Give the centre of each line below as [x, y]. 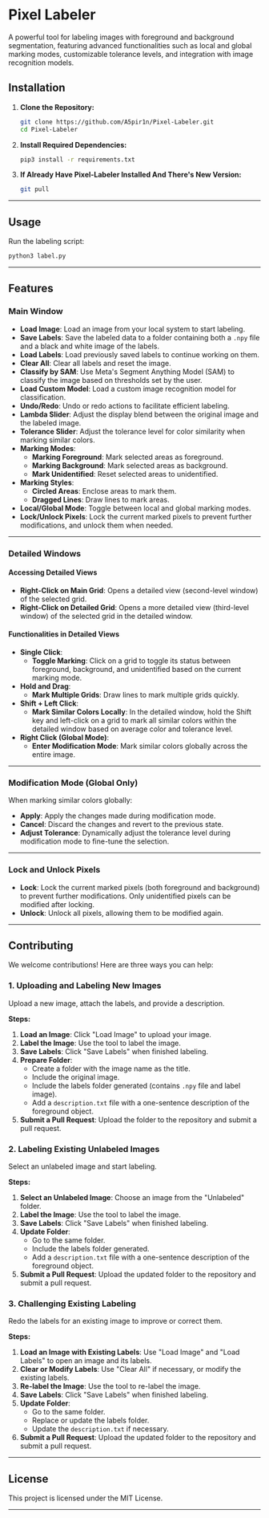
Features [31, 289]
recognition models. [41, 63]
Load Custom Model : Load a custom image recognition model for [128, 389]
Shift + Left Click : [49, 703]
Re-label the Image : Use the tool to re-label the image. [110, 1386]
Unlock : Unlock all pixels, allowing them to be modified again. [122, 913]
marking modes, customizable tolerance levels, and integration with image [131, 54]
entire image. [54, 754]
